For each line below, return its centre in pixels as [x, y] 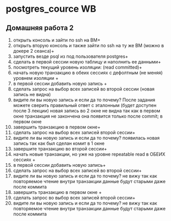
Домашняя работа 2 [40, 28]
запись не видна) [32, 94]
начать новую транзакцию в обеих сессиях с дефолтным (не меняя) [88, 73]
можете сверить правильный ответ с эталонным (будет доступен [85, 105]
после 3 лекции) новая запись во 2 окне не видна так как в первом [87, 111]
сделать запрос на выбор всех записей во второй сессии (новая [84, 89]
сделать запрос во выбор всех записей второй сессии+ [74, 198]
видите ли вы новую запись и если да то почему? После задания [84, 100]
